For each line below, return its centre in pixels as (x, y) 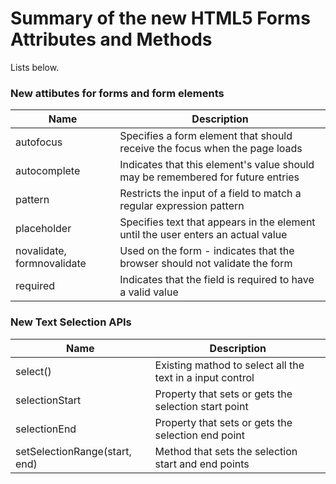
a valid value (149, 292)
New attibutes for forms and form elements (117, 93)
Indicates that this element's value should (217, 165)
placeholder (43, 229)
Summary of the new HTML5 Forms (160, 18)
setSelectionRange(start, (73, 451)
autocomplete (48, 171)
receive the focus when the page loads (211, 149)
